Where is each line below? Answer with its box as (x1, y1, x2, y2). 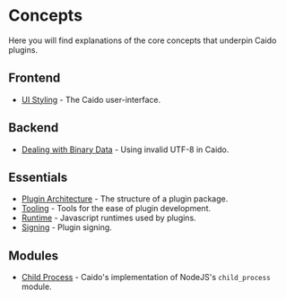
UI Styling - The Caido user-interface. (21, 94, 161, 105)
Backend (8, 120, 59, 135)
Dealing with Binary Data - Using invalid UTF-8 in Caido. (21, 144, 230, 155)
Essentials (8, 169, 68, 184)
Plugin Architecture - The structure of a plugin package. (21, 193, 229, 204)
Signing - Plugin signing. (21, 222, 113, 233)
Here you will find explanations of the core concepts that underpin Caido (8, 35, 277, 46)
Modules (8, 248, 59, 263)
